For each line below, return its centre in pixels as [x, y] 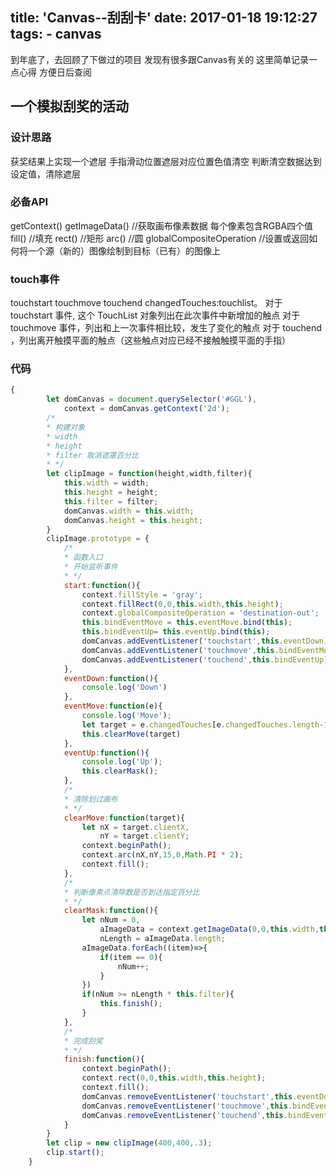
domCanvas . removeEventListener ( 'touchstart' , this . [189, 1096]
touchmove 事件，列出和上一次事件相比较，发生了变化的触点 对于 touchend [166, 328]
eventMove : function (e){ [113, 706]
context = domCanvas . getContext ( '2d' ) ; [146, 409]
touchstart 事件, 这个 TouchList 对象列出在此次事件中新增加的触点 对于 [155, 315]
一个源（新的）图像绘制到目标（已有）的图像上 [124, 250]
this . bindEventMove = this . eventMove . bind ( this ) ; [187, 623]
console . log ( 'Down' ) [124, 688]
